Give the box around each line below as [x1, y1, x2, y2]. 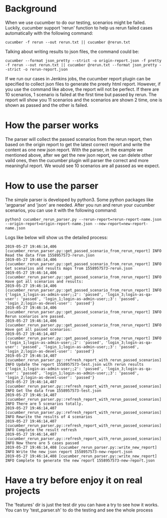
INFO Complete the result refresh [5, 427, 77, 432]
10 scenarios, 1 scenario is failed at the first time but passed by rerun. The [5, 91, 157, 97]
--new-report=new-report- [94, 221, 149, 226]
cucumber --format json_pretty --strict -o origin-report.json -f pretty [5, 58, 162, 63]
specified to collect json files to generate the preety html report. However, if [5, 81, 161, 87]
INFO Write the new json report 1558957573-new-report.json [5, 449, 133, 454]
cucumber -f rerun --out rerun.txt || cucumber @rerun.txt [5, 39, 131, 45]
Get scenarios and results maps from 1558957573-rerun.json [5, 265, 133, 271]
